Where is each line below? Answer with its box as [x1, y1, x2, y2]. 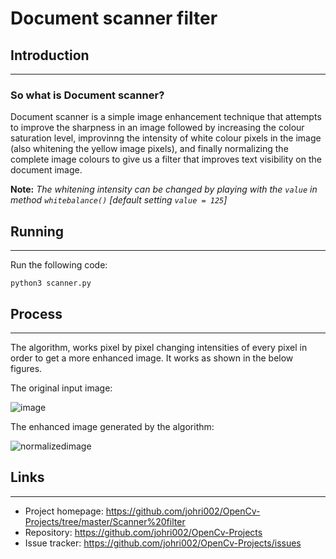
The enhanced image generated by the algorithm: [10, 420, 215, 432]
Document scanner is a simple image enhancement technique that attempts [10, 111, 322, 123]
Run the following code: [10, 259, 108, 271]
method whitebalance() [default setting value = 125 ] [10, 194, 228, 206]
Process [10, 305, 63, 322]
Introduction [10, 47, 90, 64]
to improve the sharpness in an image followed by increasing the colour [10, 122, 305, 134]
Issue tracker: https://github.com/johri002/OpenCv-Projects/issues [24, 537, 302, 549]
